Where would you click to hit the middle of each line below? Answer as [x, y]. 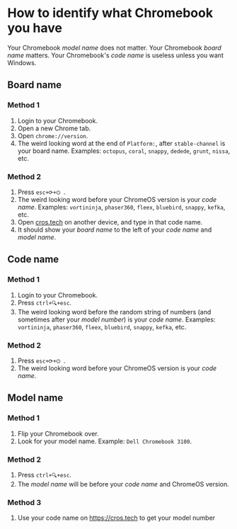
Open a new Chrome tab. [54, 128]
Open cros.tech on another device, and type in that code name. [110, 222]
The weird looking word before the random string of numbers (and [114, 312]
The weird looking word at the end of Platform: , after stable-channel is [121, 143]
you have [35, 28]
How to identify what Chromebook [110, 13]
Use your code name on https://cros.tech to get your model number [116, 518]
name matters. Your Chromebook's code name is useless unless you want [116, 55]
